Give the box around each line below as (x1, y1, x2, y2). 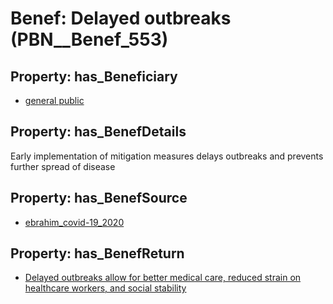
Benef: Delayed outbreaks (10, 7, 232, 30)
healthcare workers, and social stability (24, 282, 187, 294)
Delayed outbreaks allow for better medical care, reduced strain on (24, 272, 302, 284)
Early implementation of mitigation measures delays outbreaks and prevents (10, 150, 324, 162)
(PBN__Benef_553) (10, 28, 169, 51)
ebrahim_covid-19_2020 (24, 216, 125, 228)
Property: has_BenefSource (10, 190, 188, 207)
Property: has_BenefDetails (10, 123, 187, 141)
